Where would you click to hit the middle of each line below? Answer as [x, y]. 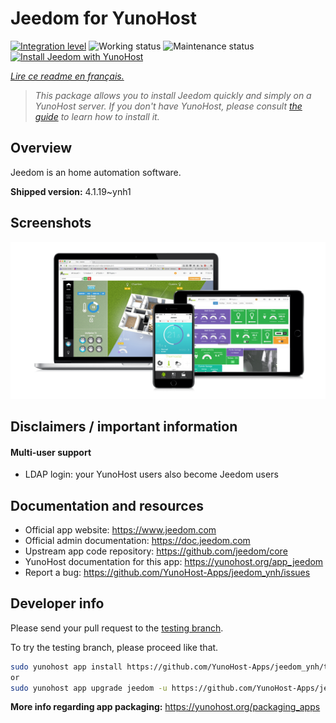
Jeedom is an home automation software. [96, 172]
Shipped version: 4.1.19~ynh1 [71, 191]
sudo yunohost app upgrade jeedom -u [89, 688]
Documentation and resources [107, 505]
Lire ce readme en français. [67, 76]
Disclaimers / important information [124, 426]
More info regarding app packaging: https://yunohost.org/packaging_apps [165, 707]
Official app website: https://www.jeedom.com [120, 529]
